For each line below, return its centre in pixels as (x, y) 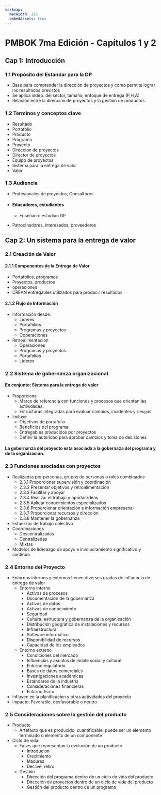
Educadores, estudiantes (38, 205)
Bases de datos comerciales (55, 671)
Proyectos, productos (33, 282)
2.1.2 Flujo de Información (32, 303)
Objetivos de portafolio (42, 421)
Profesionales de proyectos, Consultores (53, 193)
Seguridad (37, 614)
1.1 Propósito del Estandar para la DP (48, 75)
